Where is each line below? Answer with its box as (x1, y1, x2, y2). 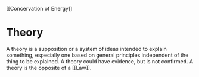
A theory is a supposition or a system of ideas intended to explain (6, 45, 167, 52)
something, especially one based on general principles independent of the (6, 52, 189, 59)
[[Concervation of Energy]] (6, 5, 73, 12)
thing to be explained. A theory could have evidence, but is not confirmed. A (6, 57, 194, 65)
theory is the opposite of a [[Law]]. (6, 64, 92, 71)
